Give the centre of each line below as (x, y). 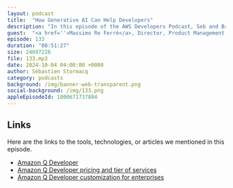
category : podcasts (35, 78)
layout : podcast (31, 13)
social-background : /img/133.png (55, 91)
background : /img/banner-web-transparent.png (74, 84)
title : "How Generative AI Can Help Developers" (80, 20)
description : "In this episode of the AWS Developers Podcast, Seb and (113, 26)
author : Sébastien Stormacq (48, 71)
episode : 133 (26, 39)
